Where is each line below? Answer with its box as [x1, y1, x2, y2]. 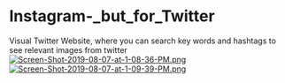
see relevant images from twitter [9, 44, 128, 55]
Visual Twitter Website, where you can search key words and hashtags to [9, 35, 277, 46]
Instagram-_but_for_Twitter [9, 6, 215, 26]
